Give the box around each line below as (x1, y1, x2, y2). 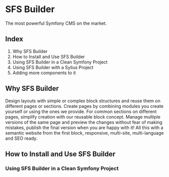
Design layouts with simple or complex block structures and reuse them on (5, 97, 160, 104)
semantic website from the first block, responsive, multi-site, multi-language (5, 130, 164, 136)
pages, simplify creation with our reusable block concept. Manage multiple (5, 113, 160, 120)
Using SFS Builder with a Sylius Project (12, 64, 94, 70)
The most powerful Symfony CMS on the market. (5, 20, 107, 26)
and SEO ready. (5, 135, 38, 141)
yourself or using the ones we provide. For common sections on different (5, 108, 157, 114)
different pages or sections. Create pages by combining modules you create (5, 103, 164, 109)
